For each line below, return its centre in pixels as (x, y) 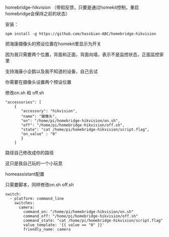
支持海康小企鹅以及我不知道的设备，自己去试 (52, 71)
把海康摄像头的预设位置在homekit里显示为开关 (53, 44)
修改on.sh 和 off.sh (25, 93)
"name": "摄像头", (39, 116)
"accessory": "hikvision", (49, 111)
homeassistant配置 (25, 174)
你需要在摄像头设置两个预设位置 (38, 82)
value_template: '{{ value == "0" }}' (64, 225)
